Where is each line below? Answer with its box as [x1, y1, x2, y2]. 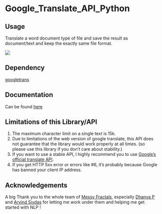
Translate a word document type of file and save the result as [5, 35, 128, 41]
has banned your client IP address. [12, 167, 82, 173]
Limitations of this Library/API [5, 118, 97, 126]
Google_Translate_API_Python [5, 3, 130, 14]
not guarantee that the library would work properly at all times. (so [12, 141, 145, 147]
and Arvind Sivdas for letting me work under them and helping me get [5, 199, 145, 205]
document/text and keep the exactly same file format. [5, 40, 113, 46]
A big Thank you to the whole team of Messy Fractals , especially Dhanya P [5, 194, 155, 200]
